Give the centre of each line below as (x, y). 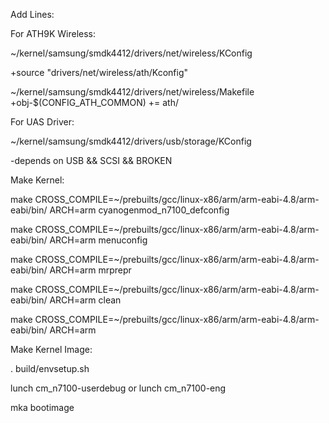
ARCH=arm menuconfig (98, 240)
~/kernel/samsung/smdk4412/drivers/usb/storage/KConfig (131, 141)
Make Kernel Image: (51, 349)
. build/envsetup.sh (50, 368)
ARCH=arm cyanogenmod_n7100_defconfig (139, 210)
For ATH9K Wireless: (53, 33)
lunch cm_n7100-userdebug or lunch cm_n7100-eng (118, 388)
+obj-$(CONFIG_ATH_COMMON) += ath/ (94, 102)
